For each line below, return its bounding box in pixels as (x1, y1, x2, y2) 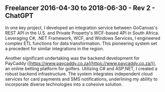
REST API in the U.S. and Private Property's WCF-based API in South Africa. (5, 30, 159, 36)
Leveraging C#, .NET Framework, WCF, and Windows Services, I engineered (5, 35, 161, 41)
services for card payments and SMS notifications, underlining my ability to (5, 76, 158, 82)
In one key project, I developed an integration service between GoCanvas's (5, 25, 158, 31)
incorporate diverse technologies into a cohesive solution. (5, 81, 123, 87)
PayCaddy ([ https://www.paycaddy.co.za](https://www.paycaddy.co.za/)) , (5, 60, 157, 66)
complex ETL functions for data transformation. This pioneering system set (5, 40, 158, 46)
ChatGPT (5, 12, 33, 20)
